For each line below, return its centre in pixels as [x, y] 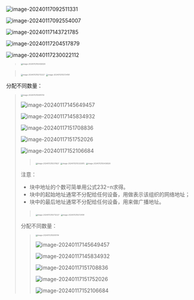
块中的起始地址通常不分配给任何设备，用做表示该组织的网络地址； [110, 194]
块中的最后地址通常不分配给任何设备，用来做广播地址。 [97, 202]
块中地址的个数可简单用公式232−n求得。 [79, 187]
